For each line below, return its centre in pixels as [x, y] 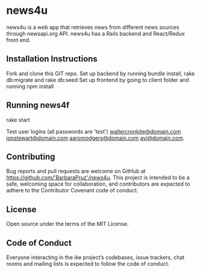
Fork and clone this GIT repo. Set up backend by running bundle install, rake [100, 74]
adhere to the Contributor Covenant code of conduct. [72, 190]
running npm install [30, 86]
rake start [18, 120]
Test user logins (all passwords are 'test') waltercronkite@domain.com [94, 131]
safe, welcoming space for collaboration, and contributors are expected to [98, 184]
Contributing [31, 156]
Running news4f [38, 105]
